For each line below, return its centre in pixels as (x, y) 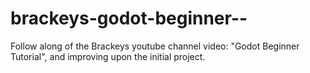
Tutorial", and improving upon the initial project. (108, 56)
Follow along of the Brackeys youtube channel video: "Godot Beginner (155, 46)
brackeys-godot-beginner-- (129, 18)
